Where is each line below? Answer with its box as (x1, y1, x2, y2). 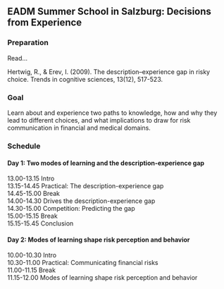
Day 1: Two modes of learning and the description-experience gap (7, 159, 205, 167)
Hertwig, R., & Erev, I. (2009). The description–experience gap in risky (7, 67, 210, 76)
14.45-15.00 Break (7, 190, 61, 198)
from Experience (7, 17, 82, 29)
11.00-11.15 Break (7, 266, 56, 274)
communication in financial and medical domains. (7, 123, 151, 132)
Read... (7, 54, 28, 62)
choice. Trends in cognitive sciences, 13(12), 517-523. (7, 75, 163, 83)
